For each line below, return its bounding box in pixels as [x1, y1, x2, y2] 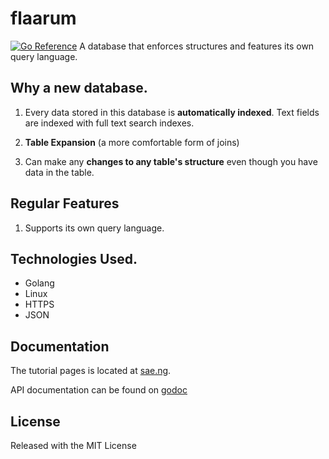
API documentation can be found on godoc [10, 384, 188, 396]
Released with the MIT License [10, 440, 137, 451]
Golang [24, 277, 55, 289]
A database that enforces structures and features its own [79, 40, 315, 52]
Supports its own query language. [24, 222, 165, 234]
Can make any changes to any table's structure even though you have [24, 155, 318, 167]
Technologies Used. [10, 250, 138, 267]
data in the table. [24, 166, 95, 178]
